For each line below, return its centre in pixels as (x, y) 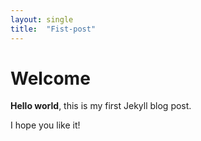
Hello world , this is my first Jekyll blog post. (101, 106)
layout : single (42, 19)
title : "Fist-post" (53, 29)
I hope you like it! (45, 125)
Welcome (50, 78)
